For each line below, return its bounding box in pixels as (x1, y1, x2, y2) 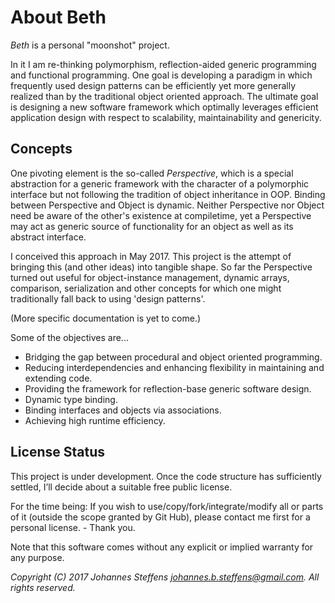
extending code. (24, 372, 93, 384)
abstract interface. (10, 231, 87, 243)
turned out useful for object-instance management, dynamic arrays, (10, 271, 290, 283)
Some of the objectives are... (10, 331, 129, 343)
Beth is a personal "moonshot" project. (10, 39, 170, 51)
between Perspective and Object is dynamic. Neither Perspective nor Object (10, 199, 325, 211)
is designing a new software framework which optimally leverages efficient (10, 101, 319, 113)
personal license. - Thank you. (10, 521, 136, 533)
